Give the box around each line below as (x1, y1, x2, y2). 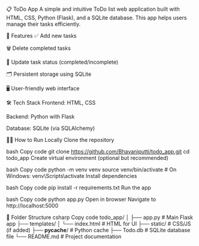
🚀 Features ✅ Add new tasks (6, 32, 77, 39)
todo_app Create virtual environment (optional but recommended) (6, 155, 169, 161)
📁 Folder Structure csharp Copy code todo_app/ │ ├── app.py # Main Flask (6, 214, 194, 221)
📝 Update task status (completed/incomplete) (6, 58, 119, 66)
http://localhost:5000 (6, 202, 59, 209)
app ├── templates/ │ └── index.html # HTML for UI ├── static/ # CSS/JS (6, 220, 191, 227)
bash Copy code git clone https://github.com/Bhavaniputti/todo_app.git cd (6, 148, 190, 155)
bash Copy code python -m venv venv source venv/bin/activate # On (6, 166, 177, 173)
